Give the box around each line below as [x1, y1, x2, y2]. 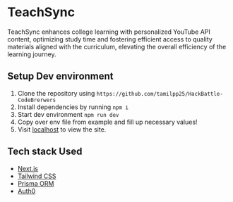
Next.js [17, 164, 39, 172]
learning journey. [7, 50, 56, 58]
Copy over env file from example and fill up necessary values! [17, 118, 198, 126]
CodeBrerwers [17, 96, 56, 103]
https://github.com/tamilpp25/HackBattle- [96, 90, 224, 97]
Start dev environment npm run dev [17, 110, 119, 118]
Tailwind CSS [17, 172, 56, 180]
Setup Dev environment [7, 70, 114, 82]
